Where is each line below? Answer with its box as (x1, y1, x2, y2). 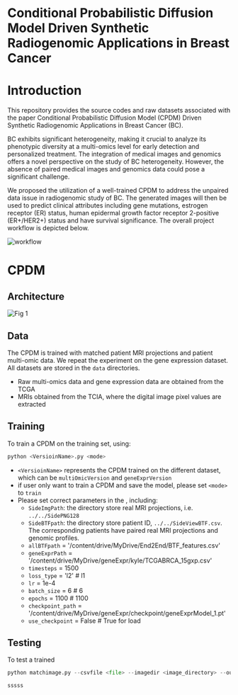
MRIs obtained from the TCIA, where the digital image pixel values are (17, 392, 222, 401)
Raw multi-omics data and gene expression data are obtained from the (17, 377, 225, 385)
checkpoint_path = (28, 601, 83, 610)
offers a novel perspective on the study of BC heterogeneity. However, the (7, 157, 225, 166)
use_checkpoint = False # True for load (28, 616, 142, 625)
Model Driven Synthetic (7, 20, 149, 36)
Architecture (7, 290, 65, 303)
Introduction (7, 83, 82, 98)
